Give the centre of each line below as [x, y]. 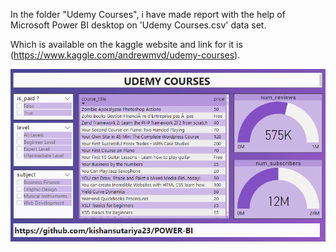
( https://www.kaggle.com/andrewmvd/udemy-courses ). [125, 55]
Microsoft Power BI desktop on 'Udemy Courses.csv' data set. [138, 25]
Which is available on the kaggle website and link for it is [126, 44]
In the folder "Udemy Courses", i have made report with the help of [148, 14]
